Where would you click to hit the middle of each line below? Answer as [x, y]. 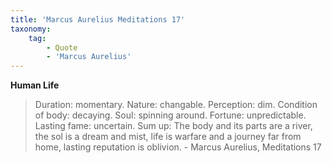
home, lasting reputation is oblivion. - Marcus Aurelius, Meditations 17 [178, 147]
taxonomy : [31, 29]
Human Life [35, 85]
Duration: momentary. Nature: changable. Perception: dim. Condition [176, 105]
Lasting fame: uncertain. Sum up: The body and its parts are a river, [173, 126]
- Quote [62, 47]
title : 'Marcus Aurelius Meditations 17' [98, 19]
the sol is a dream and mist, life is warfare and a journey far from [168, 137]
